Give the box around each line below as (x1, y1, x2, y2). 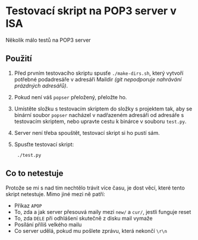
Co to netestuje (5, 168, 64, 179)
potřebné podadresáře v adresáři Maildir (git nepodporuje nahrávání (14, 75, 182, 83)
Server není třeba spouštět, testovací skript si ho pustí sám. (14, 129, 160, 136)
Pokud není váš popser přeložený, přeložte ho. (14, 93, 127, 100)
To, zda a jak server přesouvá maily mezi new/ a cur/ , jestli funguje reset (14, 208, 191, 215)
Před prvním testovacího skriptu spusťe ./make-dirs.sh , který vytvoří (14, 70, 184, 77)
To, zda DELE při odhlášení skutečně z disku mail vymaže (14, 214, 153, 222)
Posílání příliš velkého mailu (14, 221, 82, 228)
